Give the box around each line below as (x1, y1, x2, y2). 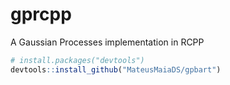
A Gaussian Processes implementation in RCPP (10, 36, 205, 48)
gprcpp (10, 3, 72, 26)
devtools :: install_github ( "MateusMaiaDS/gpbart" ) (10, 64, 222, 75)
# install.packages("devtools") (10, 55, 145, 65)
